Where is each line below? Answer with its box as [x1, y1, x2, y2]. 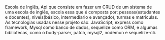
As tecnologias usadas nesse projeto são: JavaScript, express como [5, 19, 144, 25]
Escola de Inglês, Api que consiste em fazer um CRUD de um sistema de [5, 4, 152, 10]
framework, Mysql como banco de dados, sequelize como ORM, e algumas [5, 25, 158, 30]
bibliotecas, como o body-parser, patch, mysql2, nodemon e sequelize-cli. [5, 30, 156, 35]
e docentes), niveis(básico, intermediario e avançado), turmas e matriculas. [5, 14, 159, 20]
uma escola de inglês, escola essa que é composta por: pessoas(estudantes [5, 9, 161, 15]
